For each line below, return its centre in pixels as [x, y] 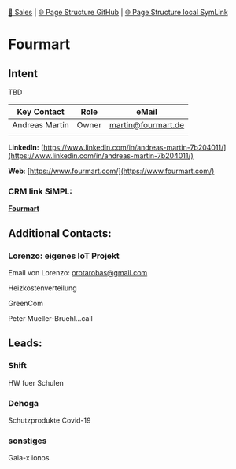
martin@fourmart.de [147, 125]
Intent [23, 74]
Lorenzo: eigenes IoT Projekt [64, 256]
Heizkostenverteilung [42, 288]
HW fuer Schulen [36, 382]
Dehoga [24, 403]
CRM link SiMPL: [41, 191]
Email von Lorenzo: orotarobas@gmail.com [78, 272]
